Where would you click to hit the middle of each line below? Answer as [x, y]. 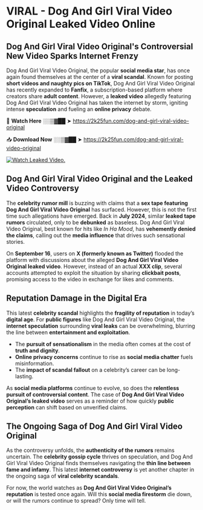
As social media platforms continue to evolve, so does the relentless [93, 388]
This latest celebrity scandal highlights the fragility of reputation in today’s [101, 313]
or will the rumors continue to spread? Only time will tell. [76, 501]
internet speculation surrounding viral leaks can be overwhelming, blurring [101, 326]
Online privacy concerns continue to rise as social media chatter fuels [104, 357]
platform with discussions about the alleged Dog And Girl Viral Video [92, 260]
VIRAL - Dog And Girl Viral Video [89, 11]
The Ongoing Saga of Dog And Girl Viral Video [95, 427]
